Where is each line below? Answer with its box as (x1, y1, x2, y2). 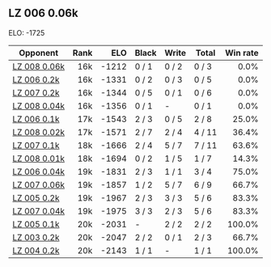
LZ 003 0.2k (12, 231, 60, 243)
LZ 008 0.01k (12, 153, 66, 164)
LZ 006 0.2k (12, 74, 60, 85)
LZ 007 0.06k (12, 179, 66, 190)
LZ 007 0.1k (12, 139, 60, 150)
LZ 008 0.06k (12, 61, 66, 72)
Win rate (225, 47, 259, 58)
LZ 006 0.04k (12, 166, 66, 177)
